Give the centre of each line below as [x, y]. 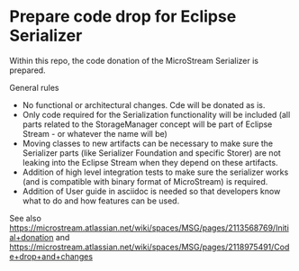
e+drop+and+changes [51, 256]
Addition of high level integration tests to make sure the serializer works [155, 172]
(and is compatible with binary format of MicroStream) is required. [145, 181]
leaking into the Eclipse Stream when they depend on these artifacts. [150, 162]
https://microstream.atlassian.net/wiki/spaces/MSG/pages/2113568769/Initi [149, 228]
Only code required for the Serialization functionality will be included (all [156, 114]
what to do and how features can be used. [101, 201]
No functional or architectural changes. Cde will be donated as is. [144, 104]
